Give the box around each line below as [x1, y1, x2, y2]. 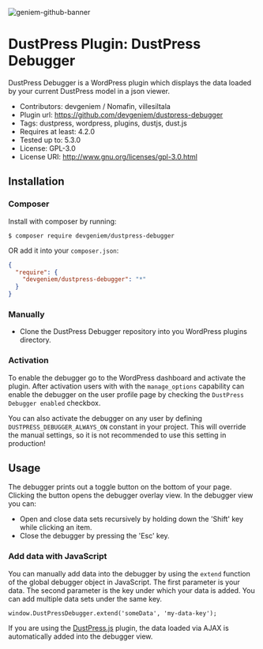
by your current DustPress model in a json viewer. [8, 86, 171, 96]
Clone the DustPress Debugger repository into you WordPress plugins [19, 327, 247, 336]
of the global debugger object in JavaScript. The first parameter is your [8, 577, 241, 587]
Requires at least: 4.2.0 [19, 126, 96, 136]
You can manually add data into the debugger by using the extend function [8, 568, 250, 578]
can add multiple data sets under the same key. [8, 594, 163, 603]
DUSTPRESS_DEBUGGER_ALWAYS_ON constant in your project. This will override [8, 422, 246, 431]
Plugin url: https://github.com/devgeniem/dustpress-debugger [19, 110, 224, 119]
